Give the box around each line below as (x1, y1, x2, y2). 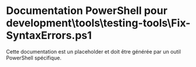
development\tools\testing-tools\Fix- (6, 16, 191, 30)
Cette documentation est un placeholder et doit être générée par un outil (6, 48, 181, 55)
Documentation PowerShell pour (6, 4, 168, 17)
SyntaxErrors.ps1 (6, 29, 92, 42)
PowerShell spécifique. (6, 54, 61, 61)
